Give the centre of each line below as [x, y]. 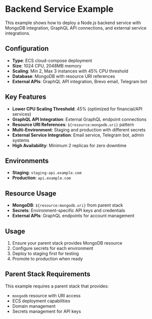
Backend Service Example [59, 9]
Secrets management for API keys [47, 311]
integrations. [18, 33]
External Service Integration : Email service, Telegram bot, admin [78, 135]
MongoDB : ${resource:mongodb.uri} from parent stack [68, 205]
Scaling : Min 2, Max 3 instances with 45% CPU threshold [70, 71]
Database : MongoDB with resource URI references [63, 76]
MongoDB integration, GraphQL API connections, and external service [76, 28]
